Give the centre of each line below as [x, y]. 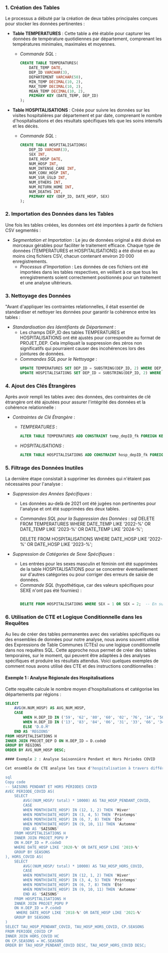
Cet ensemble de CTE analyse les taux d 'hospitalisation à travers [77, 768]
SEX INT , [38, 154]
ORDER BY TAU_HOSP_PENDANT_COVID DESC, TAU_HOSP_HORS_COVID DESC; [76, 945]
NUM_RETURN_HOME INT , [51, 187]
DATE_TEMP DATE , [46, 68]
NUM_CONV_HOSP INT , [49, 173]
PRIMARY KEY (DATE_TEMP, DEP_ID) [64, 96]
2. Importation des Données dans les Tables [59, 214]
